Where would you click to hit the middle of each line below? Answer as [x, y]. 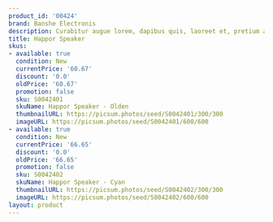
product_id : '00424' [43, 16]
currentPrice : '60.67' [54, 69]
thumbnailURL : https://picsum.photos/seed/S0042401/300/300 [119, 115]
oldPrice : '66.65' [47, 159]
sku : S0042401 [39, 99]
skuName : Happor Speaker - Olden [72, 107]
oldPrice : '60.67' [47, 84]
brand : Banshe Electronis [52, 24]
